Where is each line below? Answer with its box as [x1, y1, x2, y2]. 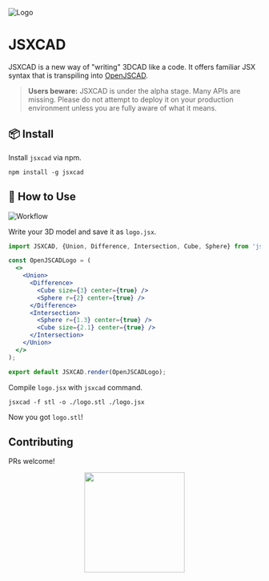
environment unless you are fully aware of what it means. [27, 103, 218, 112]
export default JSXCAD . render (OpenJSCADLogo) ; [8, 368, 167, 376]
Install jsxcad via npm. [8, 152, 82, 162]
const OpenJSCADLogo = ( [8, 256, 91, 264]
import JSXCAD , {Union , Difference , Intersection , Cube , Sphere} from [8, 242, 249, 250]
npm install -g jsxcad [8, 168, 84, 176]
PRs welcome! [8, 457, 55, 466]
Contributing [8, 435, 74, 449]
